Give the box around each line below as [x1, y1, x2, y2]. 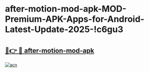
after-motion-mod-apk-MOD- [5, 3, 127, 14]
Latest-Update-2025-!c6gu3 [5, 24, 123, 35]
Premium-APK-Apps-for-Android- [5, 14, 145, 25]
